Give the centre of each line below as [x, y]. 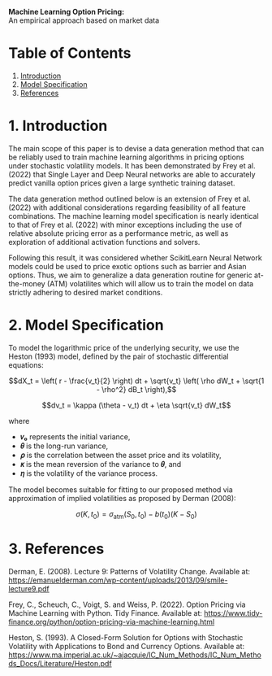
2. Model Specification [86, 325]
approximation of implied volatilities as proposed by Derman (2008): [123, 498]
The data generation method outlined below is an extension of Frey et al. [130, 198]
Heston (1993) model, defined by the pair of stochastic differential [119, 356]
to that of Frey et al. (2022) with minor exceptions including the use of [125, 225]
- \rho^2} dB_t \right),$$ [136, 389]
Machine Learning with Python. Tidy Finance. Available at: [106, 613]
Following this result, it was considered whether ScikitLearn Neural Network [135, 257]
